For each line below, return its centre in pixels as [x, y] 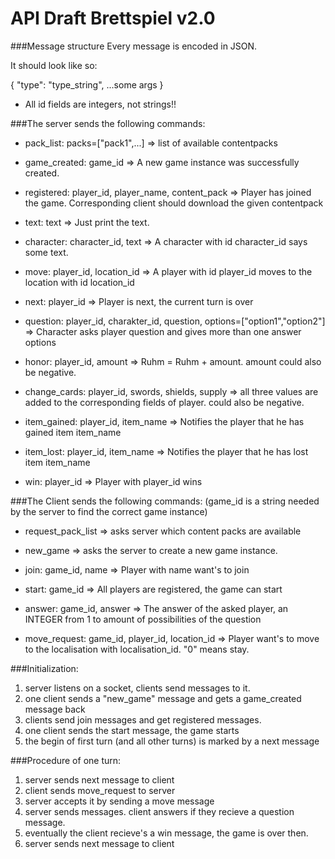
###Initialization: [44, 668]
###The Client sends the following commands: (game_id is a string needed [165, 501]
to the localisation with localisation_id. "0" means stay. [137, 649]
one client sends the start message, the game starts [132, 730]
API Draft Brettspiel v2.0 [113, 18]
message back [55, 709]
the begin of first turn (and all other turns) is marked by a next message [172, 741]
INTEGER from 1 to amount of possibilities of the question [143, 619]
